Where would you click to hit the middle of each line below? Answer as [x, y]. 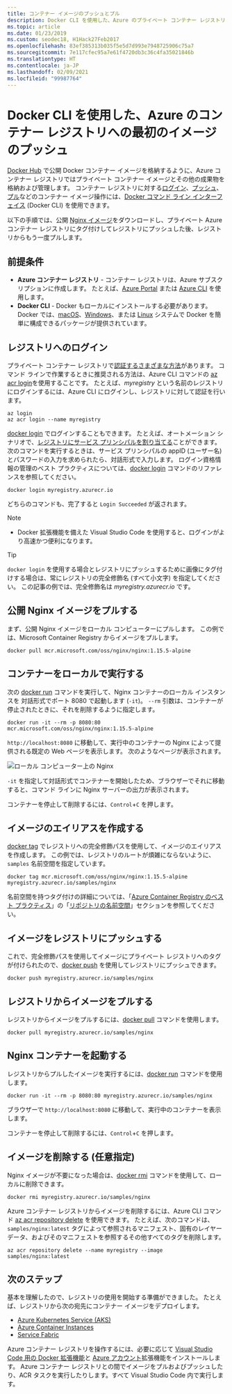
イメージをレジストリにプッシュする [85, 938]
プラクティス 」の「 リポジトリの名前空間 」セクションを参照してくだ [112, 906]
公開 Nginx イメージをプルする [73, 611]
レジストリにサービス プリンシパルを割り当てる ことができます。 [129, 442]
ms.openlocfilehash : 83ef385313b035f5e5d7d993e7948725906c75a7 [101, 46]
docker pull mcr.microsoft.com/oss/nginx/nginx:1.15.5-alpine [99, 651]
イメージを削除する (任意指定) [71, 1157]
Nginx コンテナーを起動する [67, 1056]
